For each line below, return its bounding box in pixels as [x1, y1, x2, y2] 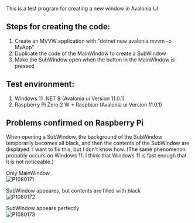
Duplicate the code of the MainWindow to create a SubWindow [14, 50, 166, 57]
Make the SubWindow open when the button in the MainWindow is [14, 56, 175, 63]
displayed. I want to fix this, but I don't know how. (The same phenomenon [6, 146, 186, 153]
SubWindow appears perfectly [6, 205, 80, 212]
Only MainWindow [6, 170, 50, 177]
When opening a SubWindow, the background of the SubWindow [6, 133, 163, 140]
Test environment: [6, 79, 75, 90]
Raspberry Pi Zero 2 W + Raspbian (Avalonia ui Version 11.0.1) [14, 101, 163, 108]
